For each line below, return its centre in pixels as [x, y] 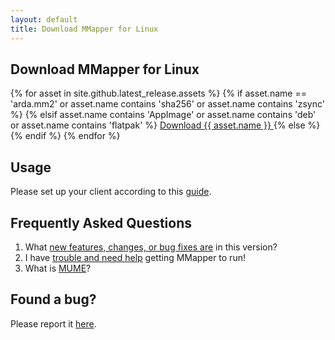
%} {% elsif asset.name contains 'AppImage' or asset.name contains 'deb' [163, 115]
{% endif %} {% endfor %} [65, 136]
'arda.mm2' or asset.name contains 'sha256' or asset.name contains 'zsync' [167, 104]
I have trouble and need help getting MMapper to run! [135, 257]
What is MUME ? [58, 268]
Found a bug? [53, 299]
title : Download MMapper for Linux [84, 29]
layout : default [44, 19]
